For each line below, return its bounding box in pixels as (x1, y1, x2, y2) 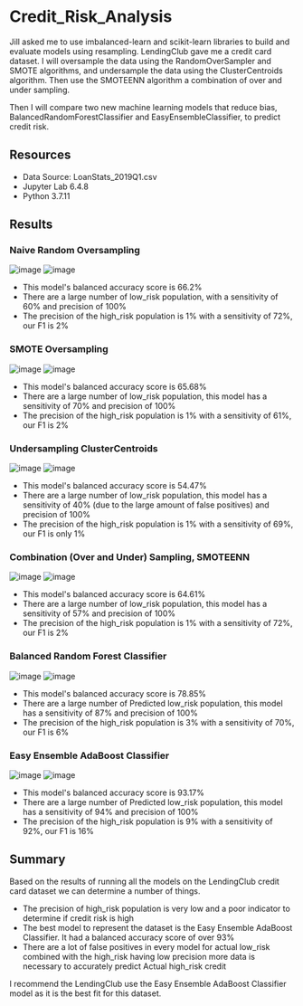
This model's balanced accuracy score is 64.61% (22, 589, 206, 600)
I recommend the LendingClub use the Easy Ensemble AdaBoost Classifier (9, 978, 287, 989)
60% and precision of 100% (22, 301, 127, 312)
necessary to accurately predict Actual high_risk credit (22, 961, 227, 972)
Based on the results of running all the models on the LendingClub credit (9, 876, 280, 887)
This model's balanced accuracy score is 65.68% (22, 381, 207, 392)
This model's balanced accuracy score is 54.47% (22, 480, 207, 491)
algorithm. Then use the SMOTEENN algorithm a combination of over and (9, 74, 282, 85)
